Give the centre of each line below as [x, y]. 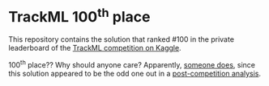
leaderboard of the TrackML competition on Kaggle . [95, 48]
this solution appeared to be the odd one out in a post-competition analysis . [135, 73]
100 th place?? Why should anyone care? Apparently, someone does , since [132, 64]
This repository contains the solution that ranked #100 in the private [122, 39]
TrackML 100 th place [79, 16]
